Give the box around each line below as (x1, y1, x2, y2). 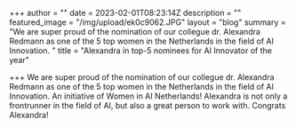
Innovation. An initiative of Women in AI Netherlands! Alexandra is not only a (9, 91, 288, 101)
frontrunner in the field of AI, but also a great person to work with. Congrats (9, 100, 286, 110)
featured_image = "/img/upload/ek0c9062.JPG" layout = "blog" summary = (9, 17, 286, 28)
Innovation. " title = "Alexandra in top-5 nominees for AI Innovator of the (9, 45, 273, 56)
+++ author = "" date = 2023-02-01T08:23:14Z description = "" (9, 8, 242, 18)
